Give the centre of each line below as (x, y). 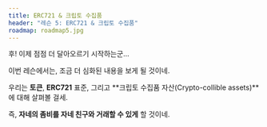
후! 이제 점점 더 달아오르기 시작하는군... (69, 54)
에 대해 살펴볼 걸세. (38, 98)
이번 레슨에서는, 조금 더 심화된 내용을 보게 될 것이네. (89, 71)
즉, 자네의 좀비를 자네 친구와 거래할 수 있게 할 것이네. (89, 114)
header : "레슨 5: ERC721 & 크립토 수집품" (73, 23)
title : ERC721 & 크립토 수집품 (55, 15)
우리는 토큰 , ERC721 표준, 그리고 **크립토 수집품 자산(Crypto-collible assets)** (134, 87)
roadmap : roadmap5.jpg (46, 30)
